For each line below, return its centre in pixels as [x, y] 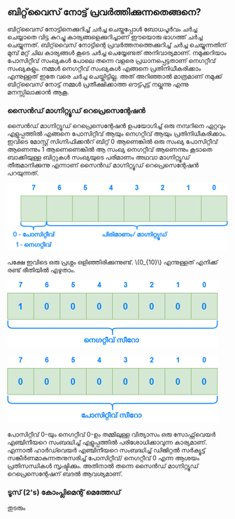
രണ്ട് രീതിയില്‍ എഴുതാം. [41, 270]
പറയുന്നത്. [23, 173]
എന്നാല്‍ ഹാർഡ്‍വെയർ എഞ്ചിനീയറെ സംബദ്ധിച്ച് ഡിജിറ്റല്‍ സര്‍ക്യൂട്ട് [107, 450]
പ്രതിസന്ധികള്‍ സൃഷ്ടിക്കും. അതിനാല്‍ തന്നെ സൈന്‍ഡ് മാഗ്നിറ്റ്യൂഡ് [103, 466]
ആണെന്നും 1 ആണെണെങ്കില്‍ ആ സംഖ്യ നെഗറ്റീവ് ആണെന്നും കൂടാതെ [110, 150]
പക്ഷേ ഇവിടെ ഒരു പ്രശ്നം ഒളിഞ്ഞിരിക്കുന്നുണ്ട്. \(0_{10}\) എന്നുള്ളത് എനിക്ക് [113, 262]
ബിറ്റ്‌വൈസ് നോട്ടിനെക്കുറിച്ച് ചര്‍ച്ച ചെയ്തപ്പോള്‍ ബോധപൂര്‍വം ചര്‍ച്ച [102, 29]
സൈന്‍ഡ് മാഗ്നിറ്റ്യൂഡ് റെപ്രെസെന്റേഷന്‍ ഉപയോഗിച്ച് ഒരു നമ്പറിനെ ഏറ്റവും [116, 126]
